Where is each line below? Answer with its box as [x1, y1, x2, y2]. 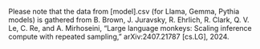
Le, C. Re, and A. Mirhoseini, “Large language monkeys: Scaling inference [8, 24, 253, 32]
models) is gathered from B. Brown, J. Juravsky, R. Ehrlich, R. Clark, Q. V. [8, 15, 250, 24]
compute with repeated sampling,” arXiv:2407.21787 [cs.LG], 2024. [8, 32, 230, 41]
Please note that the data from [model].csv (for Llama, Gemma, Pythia [8, 7, 240, 16]
